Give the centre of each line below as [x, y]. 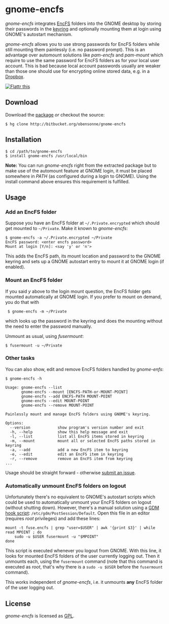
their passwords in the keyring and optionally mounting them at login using [83, 29]
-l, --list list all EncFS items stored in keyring [77, 436]
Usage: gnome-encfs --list [34, 387]
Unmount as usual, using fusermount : [44, 336]
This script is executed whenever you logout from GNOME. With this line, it [83, 551]
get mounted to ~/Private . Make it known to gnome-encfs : [66, 229]
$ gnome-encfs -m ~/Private [37, 311]
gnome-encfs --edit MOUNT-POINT [55, 401]
